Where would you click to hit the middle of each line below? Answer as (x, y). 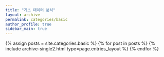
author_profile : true (29, 24)
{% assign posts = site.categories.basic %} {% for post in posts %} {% (80, 43)
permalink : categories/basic (37, 19)
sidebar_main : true (26, 29)
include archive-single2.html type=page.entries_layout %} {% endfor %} (82, 49)
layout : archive (23, 15)
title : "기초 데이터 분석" (30, 10)
